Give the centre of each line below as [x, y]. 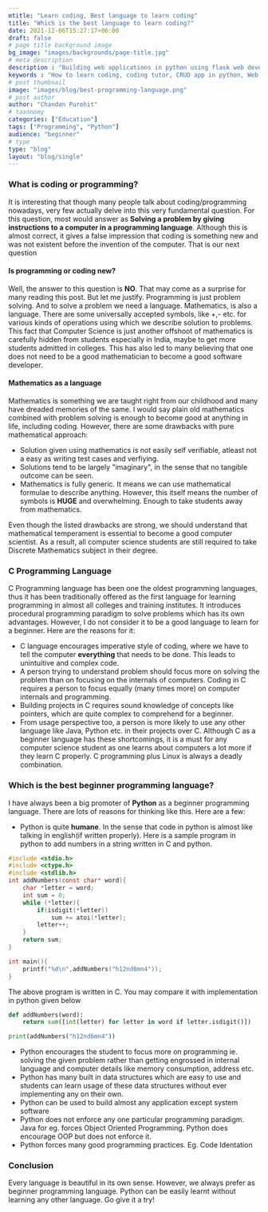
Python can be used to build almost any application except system [129, 1103]
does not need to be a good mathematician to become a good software [125, 356]
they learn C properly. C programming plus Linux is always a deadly [131, 756]
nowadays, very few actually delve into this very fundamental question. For [132, 210]
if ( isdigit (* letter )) [73, 910]
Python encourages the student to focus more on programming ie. [128, 1052]
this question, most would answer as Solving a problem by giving [116, 218]
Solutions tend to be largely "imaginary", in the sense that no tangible [134, 466]
